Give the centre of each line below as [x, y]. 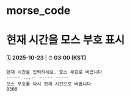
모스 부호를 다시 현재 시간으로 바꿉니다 [49, 84]
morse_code [38, 11]
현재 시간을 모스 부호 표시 [66, 40]
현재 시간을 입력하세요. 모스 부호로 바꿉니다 [54, 72]
